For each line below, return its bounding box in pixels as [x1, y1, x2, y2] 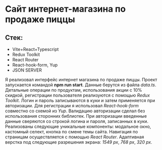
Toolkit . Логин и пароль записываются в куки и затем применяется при [5, 98, 156, 103]
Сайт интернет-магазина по [5, 3, 126, 15]
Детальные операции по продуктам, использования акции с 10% [5, 87, 142, 93]
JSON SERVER [12, 67, 42, 73]
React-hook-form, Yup [12, 62, 58, 68]
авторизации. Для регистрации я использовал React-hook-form [5, 103, 139, 108]
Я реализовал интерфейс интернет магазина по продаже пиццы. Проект [5, 77, 158, 82]
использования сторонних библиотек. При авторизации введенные [5, 113, 147, 119]
